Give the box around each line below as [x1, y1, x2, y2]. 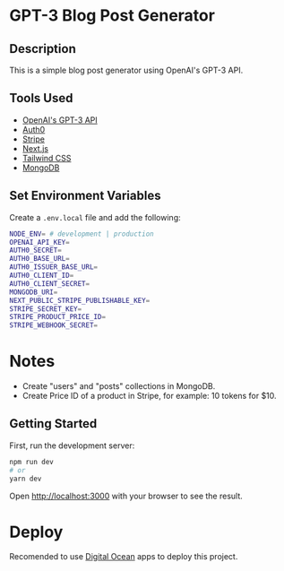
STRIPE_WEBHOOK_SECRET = [9, 321, 99, 330]
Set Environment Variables [9, 188, 161, 203]
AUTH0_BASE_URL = [9, 255, 70, 264]
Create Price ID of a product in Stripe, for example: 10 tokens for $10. [22, 391, 277, 402]
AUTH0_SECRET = [9, 246, 63, 255]
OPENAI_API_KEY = [9, 238, 70, 247]
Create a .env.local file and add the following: [9, 212, 181, 222]
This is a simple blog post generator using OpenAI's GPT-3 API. [9, 65, 244, 75]
